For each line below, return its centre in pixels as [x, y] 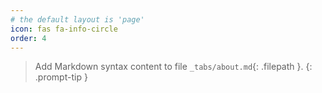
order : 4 [28, 38]
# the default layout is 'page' [77, 19]
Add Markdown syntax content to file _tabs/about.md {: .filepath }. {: [173, 67]
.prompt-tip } [61, 77]
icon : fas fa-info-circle [64, 29]
